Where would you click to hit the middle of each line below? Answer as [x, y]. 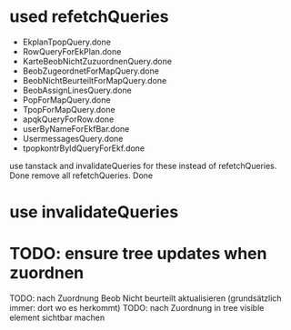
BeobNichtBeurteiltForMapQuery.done [95, 80]
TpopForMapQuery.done [69, 109]
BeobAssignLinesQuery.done [77, 90]
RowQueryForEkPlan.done [72, 51]
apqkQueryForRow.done [68, 119]
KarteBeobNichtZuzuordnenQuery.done [97, 61]
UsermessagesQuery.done [73, 138]
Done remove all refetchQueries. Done [81, 175]
